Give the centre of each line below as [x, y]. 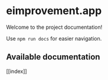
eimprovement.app [54, 11]
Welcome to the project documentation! [54, 27]
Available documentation [53, 57]
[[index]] [17, 71]
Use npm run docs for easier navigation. [54, 38]
